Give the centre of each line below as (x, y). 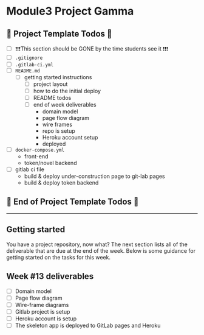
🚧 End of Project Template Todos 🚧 (73, 202)
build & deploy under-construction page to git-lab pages (94, 176)
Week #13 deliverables (50, 276)
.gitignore (29, 58)
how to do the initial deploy (67, 91)
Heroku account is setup (46, 319)
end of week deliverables (65, 105)
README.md (28, 71)
